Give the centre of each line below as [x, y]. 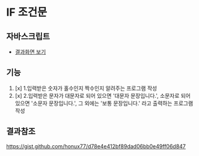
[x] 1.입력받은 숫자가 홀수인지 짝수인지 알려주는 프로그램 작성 [86, 88]
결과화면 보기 [30, 52]
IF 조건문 [27, 12]
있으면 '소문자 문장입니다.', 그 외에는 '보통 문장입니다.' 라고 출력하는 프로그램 [104, 103]
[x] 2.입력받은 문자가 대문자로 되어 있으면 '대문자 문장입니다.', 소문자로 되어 [103, 95]
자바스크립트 [28, 36]
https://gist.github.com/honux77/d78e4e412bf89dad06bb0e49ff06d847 [96, 146]
